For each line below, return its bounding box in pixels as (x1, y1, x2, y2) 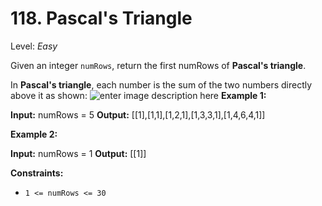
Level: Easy (10, 40, 58, 52)
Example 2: (10, 128, 58, 140)
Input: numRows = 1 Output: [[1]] (10, 147, 147, 159)
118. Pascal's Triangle (10, 7, 193, 30)
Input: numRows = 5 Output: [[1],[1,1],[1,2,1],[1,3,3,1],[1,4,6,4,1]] (10, 108, 266, 121)
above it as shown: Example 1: (10, 89, 267, 101)
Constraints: (10, 167, 64, 179)
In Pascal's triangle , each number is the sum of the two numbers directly (10, 78, 313, 91)
